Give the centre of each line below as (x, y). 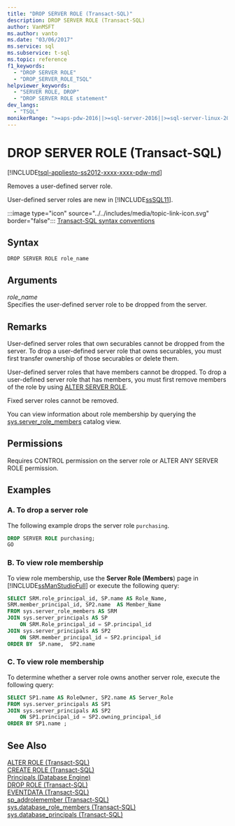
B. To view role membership (55, 563)
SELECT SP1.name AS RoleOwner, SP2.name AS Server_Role (90, 698)
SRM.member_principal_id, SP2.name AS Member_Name (84, 605)
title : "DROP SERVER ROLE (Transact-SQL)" (70, 14)
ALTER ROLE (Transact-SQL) (49, 763)
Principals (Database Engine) (49, 778)
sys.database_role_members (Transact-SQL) (72, 807)
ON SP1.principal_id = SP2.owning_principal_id (90, 717)
